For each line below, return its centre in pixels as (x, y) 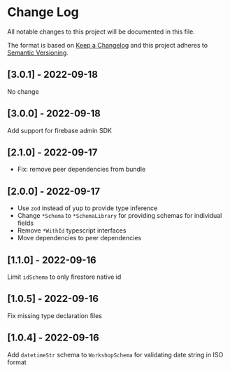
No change (23, 91)
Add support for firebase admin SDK (59, 130)
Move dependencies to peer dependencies (79, 238)
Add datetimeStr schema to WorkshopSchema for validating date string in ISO (115, 354)
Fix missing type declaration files (55, 315)
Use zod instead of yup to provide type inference (87, 208)
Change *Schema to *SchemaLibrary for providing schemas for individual (120, 216)
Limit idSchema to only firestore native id (64, 277)
